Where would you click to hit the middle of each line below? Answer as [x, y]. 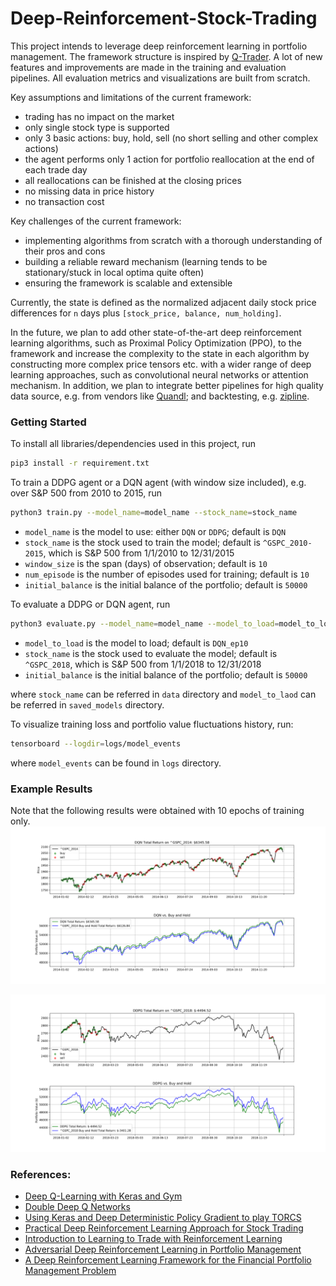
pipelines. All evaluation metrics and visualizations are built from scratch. [160, 78]
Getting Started [48, 422]
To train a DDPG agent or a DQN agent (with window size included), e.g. [158, 483]
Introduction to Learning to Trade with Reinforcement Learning [153, 1239]
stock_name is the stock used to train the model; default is [142, 542]
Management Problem [70, 1271]
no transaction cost [64, 201]
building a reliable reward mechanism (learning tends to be [146, 261]
